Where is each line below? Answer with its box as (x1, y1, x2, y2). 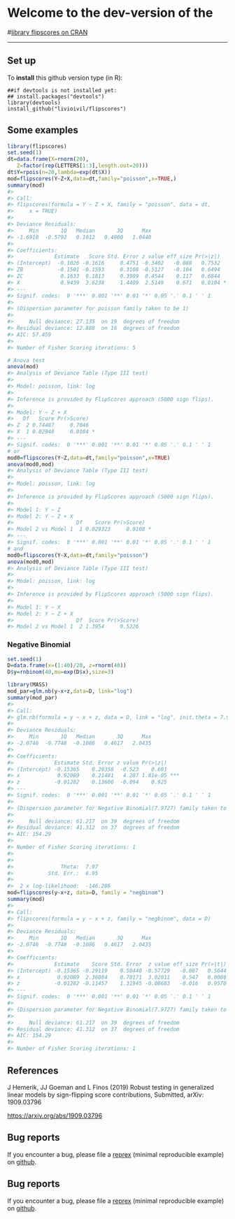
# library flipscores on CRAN (7, 28, 88, 36)
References (7, 1065, 59, 1076)
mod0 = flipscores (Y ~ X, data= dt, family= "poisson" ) (7, 551, 149, 558)
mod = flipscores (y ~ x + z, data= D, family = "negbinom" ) (7, 889, 164, 896)
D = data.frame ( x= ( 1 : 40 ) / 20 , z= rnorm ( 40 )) (7, 662, 127, 669)
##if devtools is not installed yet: (7, 87, 117, 94)
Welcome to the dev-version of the (7, 5, 213, 21)
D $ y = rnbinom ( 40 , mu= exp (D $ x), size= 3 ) (7, 669, 114, 676)
